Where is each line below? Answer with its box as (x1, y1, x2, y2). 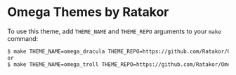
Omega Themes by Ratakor (7, 4, 169, 20)
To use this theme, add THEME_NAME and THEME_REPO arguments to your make (7, 27, 221, 35)
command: (7, 34, 39, 42)
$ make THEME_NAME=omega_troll (7, 60, 99, 68)
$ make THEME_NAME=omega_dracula (7, 48, 105, 55)
